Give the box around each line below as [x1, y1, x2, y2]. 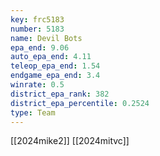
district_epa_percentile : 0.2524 [10, 98, 150, 108]
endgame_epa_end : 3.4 [10, 71, 101, 81]
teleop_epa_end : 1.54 [10, 61, 101, 71]
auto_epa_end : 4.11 [10, 52, 92, 62]
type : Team [10, 107, 56, 118]
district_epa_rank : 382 [10, 89, 110, 99]
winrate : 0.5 [10, 80, 65, 90]
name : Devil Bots [10, 33, 83, 43]
